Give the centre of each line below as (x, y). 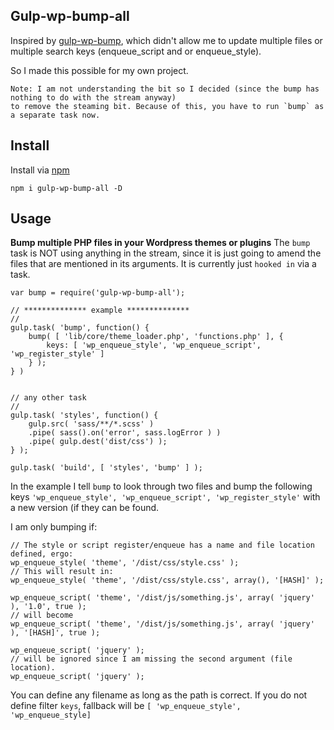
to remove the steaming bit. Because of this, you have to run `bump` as (167, 106)
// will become (42, 615)
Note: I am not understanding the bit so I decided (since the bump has (165, 89)
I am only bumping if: (54, 527)
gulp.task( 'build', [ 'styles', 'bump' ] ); (106, 468)
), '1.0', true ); (48, 607)
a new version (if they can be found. (85, 508)
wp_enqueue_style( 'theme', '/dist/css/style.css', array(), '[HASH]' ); (167, 580)
